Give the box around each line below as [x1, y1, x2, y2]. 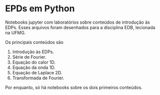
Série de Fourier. [12, 54, 47, 60]
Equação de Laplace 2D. [12, 69, 62, 75]
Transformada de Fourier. [12, 75, 64, 81]
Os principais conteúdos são [5, 39, 63, 45]
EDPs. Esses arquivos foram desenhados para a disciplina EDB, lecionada [5, 24, 156, 30]
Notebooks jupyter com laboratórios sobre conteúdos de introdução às [5, 19, 150, 25]
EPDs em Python [5, 3, 75, 14]
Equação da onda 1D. [12, 64, 55, 70]
